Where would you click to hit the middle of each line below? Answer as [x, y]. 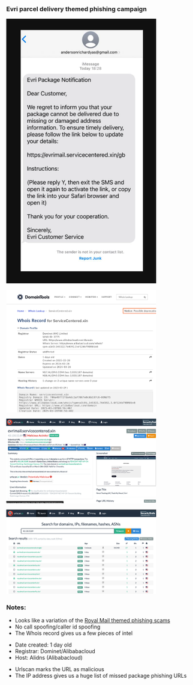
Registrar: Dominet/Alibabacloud [55, 651]
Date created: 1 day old [43, 645]
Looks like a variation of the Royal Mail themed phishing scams [93, 620]
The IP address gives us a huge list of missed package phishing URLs [101, 675]
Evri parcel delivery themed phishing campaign [76, 9]
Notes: [16, 607]
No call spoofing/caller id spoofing [58, 627]
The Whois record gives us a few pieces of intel [74, 633]
